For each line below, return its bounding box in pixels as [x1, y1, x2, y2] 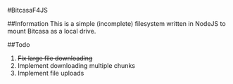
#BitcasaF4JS [7, 6, 48, 14]
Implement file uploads [17, 69, 84, 77]
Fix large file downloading [17, 54, 93, 62]
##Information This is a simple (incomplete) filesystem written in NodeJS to [7, 20, 227, 27]
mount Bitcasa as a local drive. [7, 27, 96, 35]
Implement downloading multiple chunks [17, 62, 136, 69]
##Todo [7, 41, 30, 48]
